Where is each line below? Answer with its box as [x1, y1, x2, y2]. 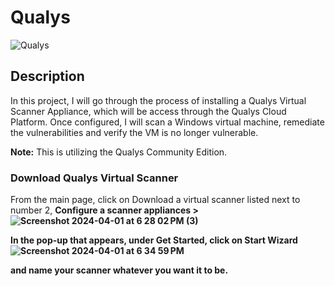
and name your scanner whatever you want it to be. [10, 264, 229, 276]
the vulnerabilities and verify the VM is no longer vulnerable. [10, 126, 259, 138]
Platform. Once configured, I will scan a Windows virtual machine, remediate [10, 116, 325, 128]
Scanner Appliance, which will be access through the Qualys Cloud [10, 105, 287, 117]
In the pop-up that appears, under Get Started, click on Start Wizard [10, 234, 298, 246]
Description [10, 68, 85, 85]
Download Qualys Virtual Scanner [10, 171, 179, 185]
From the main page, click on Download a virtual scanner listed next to [10, 194, 301, 206]
